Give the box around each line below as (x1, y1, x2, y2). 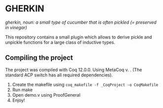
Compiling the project (5, 54, 73, 62)
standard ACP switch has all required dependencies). (5, 72, 113, 78)
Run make (12, 87, 33, 93)
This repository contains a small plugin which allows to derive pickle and (5, 34, 152, 40)
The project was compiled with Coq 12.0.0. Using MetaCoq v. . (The (5, 67, 142, 72)
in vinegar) (5, 24, 27, 30)
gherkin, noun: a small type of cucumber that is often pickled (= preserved (5, 19, 157, 25)
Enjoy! (12, 97, 25, 103)
